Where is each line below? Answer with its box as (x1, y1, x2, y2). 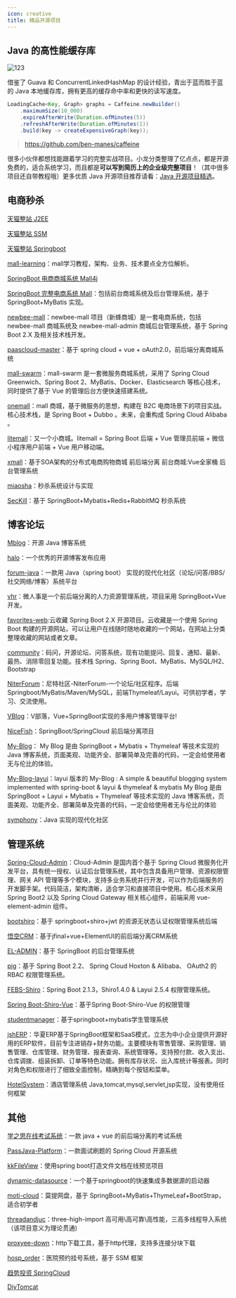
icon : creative (7, 10, 52, 18)
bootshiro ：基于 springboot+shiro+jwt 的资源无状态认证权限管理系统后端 (7, 917, 218, 926)
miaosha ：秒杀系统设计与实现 (7, 481, 93, 490)
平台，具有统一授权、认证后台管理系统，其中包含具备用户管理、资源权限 (13, 867, 223, 875)
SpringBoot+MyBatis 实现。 (7, 298, 88, 306)
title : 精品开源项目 (7, 17, 61, 24)
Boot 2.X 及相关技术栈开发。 (7, 330, 90, 339)
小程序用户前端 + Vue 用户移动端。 (7, 442, 109, 451)
